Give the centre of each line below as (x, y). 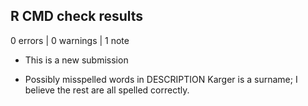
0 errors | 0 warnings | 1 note (70, 40)
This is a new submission (76, 60)
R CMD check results (77, 16)
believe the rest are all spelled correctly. (107, 90)
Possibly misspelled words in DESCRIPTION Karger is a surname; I (161, 79)
